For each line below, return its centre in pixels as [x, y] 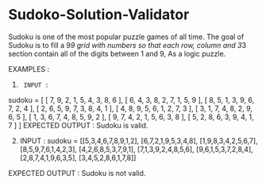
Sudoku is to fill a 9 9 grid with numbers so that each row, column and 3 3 [127, 45]
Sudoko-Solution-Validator [99, 15]
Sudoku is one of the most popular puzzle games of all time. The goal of [126, 37]
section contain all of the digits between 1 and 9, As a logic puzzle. [117, 53]
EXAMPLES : [29, 69]
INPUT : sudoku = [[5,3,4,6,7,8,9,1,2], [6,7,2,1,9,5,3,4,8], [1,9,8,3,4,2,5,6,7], [139, 140]
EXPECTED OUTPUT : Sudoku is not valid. [77, 173]
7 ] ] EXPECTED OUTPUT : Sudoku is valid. [78, 125]
